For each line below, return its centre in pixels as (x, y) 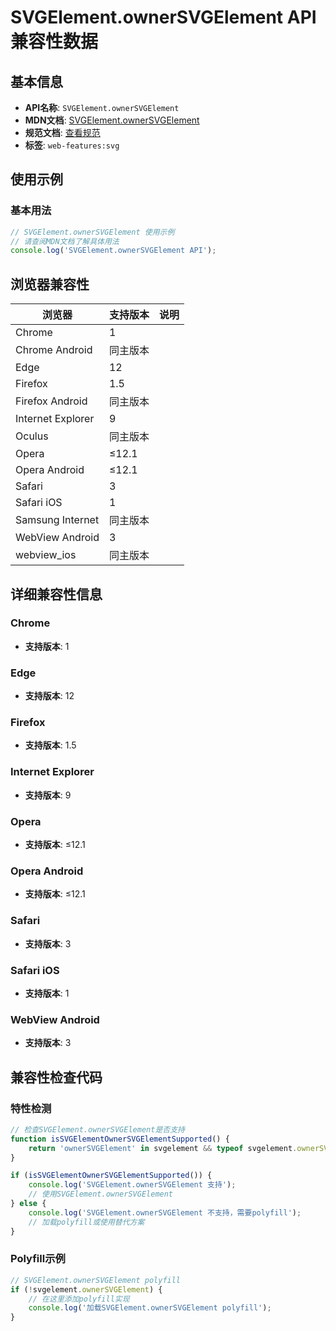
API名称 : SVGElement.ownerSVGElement (102, 107)
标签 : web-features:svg (72, 145)
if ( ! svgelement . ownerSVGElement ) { (86, 1289)
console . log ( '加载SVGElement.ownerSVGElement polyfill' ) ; (150, 1308)
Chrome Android (54, 350)
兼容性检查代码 (56, 1077)
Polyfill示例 (38, 1259)
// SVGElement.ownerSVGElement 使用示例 (92, 232)
